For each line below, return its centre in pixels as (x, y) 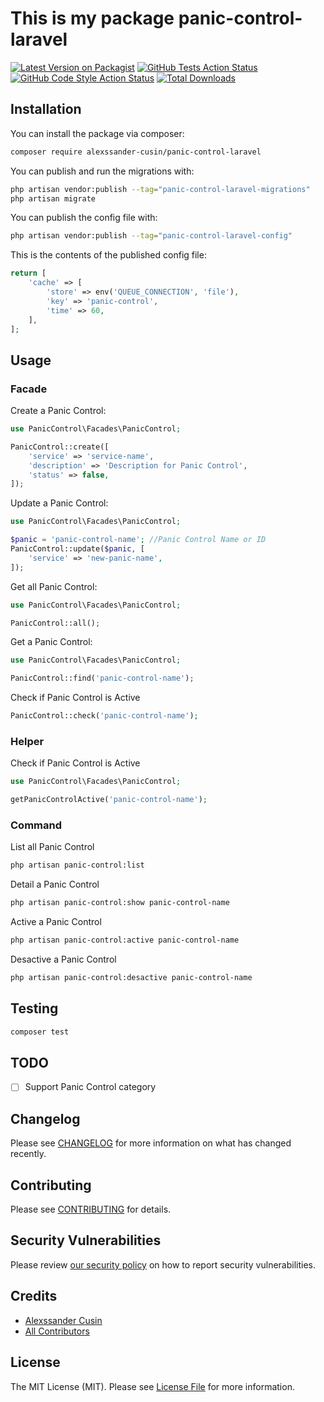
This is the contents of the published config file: (108, 255)
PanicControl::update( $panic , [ (77, 549)
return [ (28, 273)
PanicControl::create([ (60, 447)
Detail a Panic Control (55, 884)
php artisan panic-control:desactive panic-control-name (131, 978)
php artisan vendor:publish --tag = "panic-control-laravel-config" (151, 236)
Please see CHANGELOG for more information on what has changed (151, 1143)
